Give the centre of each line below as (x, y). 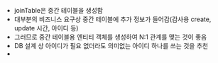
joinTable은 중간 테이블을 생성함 (58, 10)
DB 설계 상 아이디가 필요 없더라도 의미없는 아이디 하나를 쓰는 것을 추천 (111, 46)
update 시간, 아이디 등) (46, 28)
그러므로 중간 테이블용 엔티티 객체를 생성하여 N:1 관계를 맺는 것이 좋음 (110, 37)
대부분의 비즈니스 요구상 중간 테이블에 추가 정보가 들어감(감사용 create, (113, 19)
